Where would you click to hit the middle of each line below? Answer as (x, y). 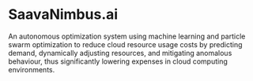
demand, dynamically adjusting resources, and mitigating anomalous (120, 53)
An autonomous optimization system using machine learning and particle (127, 36)
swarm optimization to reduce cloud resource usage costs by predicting (125, 44)
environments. (32, 69)
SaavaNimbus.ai (63, 15)
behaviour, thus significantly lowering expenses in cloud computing (118, 61)
